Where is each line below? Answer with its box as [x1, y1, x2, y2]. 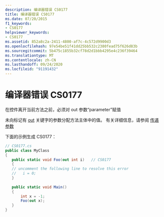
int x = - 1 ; [20, 194, 45, 199]
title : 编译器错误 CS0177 [5, 12, 55, 17]
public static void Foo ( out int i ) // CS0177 [11, 157, 111, 162]
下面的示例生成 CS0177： [5, 133, 57, 139]
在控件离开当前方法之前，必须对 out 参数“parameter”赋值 [5, 106, 121, 112]
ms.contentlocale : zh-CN [5, 58, 56, 62]
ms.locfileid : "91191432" [5, 67, 58, 72]
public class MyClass [5, 148, 50, 153]
